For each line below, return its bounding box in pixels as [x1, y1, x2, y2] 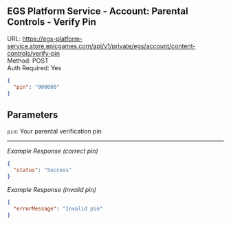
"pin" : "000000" [13, 83, 60, 90]
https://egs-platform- [22, 34, 82, 43]
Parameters [7, 109, 58, 120]
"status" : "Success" [13, 167, 72, 174]
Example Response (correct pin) [7, 147, 98, 156]
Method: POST [7, 56, 49, 65]
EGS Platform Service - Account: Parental [7, 6, 188, 17]
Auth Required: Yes [7, 63, 62, 72]
